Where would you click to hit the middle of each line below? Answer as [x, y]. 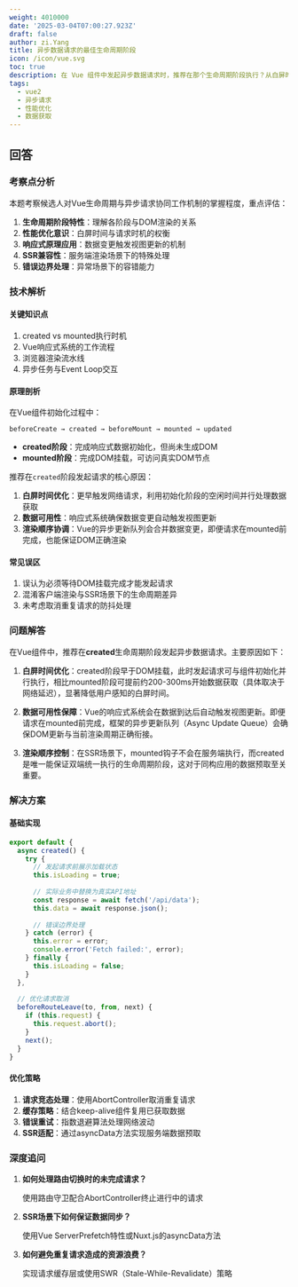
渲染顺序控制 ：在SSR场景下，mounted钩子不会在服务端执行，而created [153, 753]
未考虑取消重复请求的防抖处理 [76, 605]
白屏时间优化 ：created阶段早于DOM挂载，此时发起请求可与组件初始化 [150, 670]
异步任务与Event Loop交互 [70, 368]
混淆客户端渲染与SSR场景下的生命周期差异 [99, 595]
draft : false [33, 34]
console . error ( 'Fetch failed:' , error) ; [108, 950]
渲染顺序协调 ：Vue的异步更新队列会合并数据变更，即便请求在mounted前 [154, 529]
